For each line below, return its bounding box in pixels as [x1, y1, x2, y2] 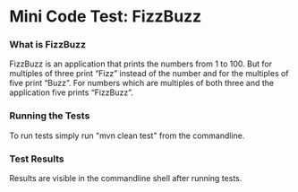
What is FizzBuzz [9, 39, 87, 51]
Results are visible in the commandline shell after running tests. [9, 173, 243, 184]
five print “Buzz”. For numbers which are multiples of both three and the [9, 78, 275, 89]
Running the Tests [9, 109, 90, 122]
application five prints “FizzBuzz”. [9, 87, 134, 98]
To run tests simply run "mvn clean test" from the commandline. [9, 130, 245, 141]
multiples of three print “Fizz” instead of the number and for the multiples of [9, 68, 289, 79]
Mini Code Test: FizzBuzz [9, 6, 202, 27]
